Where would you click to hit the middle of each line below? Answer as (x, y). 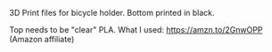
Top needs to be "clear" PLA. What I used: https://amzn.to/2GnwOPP (136, 30)
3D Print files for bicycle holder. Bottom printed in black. (112, 13)
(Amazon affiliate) (42, 39)
